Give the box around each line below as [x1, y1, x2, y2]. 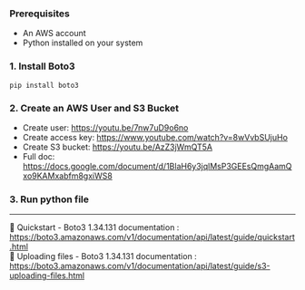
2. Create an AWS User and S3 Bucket [9, 101, 180, 114]
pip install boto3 [9, 81, 79, 90]
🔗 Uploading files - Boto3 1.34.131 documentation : [9, 251, 197, 262]
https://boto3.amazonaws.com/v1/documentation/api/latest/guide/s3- [9, 261, 271, 272]
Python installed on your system [22, 37, 143, 48]
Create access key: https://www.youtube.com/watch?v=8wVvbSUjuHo [22, 131, 289, 142]
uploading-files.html [9, 270, 84, 281]
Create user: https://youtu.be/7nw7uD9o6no [22, 121, 189, 133]
